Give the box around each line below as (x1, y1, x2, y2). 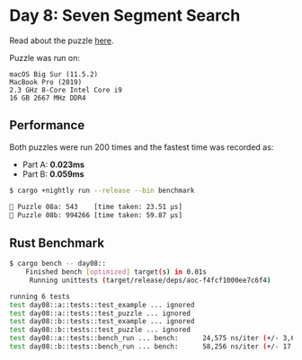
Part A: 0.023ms (22, 159, 85, 170)
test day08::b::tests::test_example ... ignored (9, 317, 195, 326)
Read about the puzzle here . (9, 35, 114, 46)
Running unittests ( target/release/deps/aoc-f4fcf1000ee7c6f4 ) (29, 276, 271, 285)
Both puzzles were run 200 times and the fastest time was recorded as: (9, 141, 274, 153)
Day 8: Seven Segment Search (9, 5, 241, 26)
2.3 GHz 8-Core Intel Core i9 (9, 85, 123, 94)
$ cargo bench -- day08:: (9, 259, 106, 268)
